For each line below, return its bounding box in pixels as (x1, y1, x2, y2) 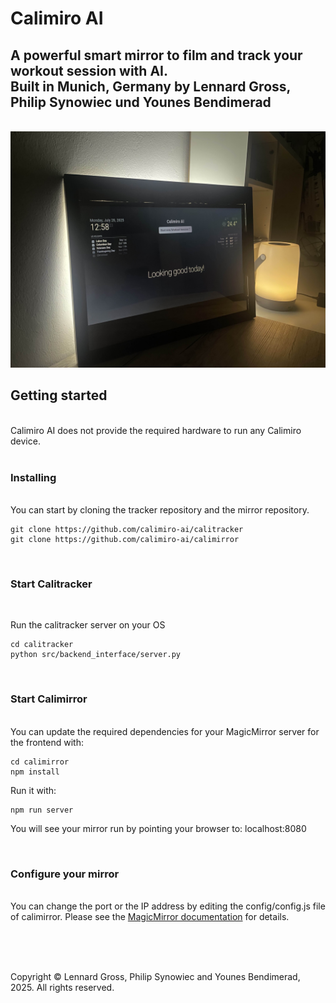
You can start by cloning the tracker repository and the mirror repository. (10, 504, 310, 516)
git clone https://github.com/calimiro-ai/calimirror (10, 535, 240, 545)
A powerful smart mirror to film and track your (10, 47, 303, 64)
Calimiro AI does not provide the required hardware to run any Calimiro (10, 424, 302, 436)
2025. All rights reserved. (10, 982, 115, 993)
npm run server (10, 805, 74, 815)
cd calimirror (10, 757, 70, 767)
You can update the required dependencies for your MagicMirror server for (10, 725, 320, 737)
